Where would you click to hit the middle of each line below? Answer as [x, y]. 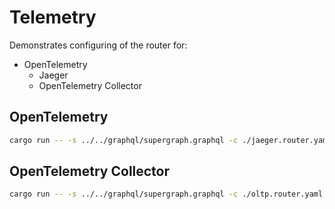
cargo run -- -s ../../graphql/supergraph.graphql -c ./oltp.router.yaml [166, 194]
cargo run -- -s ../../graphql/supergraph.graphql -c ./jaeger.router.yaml [170, 140]
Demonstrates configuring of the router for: [98, 45]
